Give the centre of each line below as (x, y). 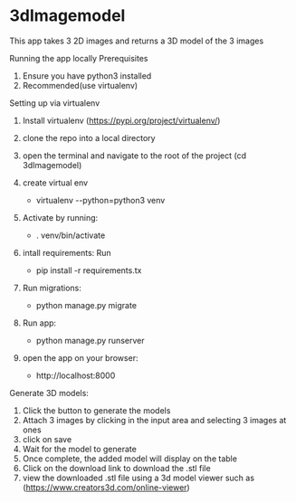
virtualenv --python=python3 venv (100, 200)
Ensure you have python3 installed (87, 76)
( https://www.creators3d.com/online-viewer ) (106, 487)
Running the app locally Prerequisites (79, 58)
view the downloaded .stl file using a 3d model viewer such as (138, 478)
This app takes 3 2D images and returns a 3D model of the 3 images (137, 41)
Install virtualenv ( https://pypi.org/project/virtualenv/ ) (121, 120)
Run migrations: (52, 288)
